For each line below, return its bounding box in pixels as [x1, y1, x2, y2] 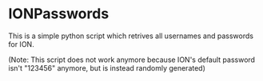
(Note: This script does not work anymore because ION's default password [8, 55, 256, 64]
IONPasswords [8, 5, 110, 23]
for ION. [8, 39, 34, 48]
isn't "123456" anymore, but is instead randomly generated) [8, 63, 206, 72]
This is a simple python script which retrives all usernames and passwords [8, 31, 254, 40]
